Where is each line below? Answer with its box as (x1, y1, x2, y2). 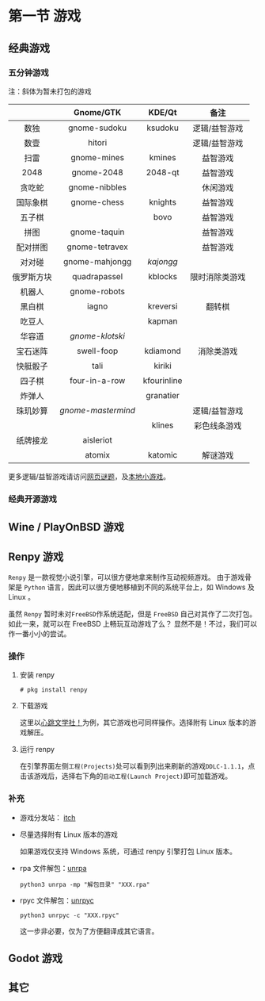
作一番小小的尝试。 (8, 629, 71, 639)
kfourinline (142, 374, 183, 385)
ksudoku (146, 122, 180, 133)
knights (149, 196, 176, 207)
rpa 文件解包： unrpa (19, 863, 87, 873)
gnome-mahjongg (62, 255, 132, 267)
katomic (147, 449, 178, 460)
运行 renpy (19, 745, 55, 754)
